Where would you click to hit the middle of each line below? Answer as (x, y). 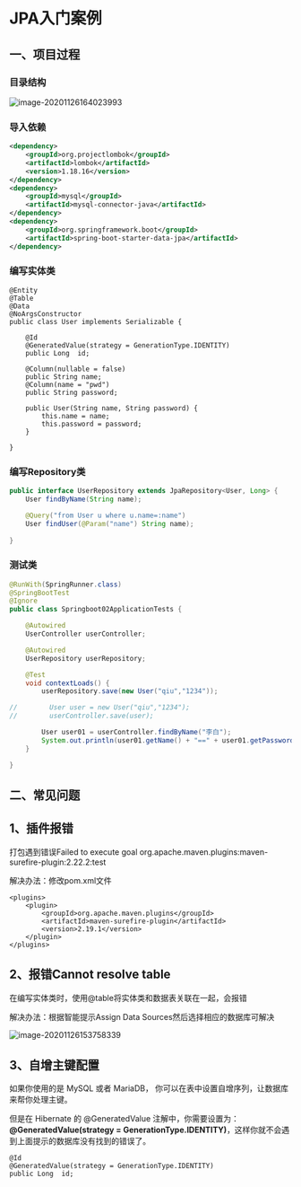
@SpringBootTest (39, 593)
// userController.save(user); (82, 716)
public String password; (72, 392)
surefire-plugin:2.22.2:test (58, 862)
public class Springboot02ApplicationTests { (95, 610)
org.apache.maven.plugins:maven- (204, 852)
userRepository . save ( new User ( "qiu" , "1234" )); (130, 691)
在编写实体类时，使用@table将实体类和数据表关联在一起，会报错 (129, 998)
